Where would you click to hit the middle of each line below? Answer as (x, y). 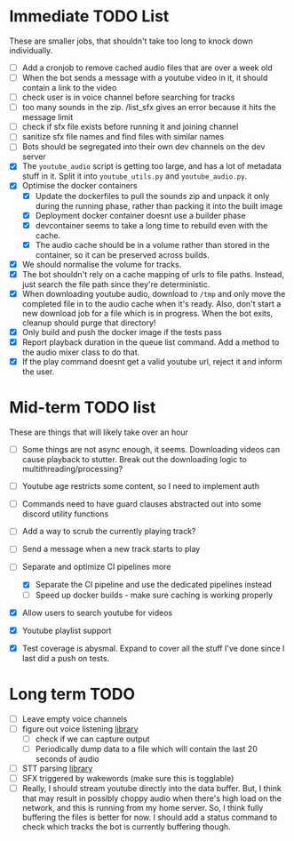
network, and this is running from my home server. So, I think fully (143, 808)
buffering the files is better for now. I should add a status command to (150, 817)
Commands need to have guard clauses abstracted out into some (142, 504)
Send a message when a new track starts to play (111, 549)
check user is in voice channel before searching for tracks (128, 97)
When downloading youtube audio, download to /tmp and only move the (154, 293)
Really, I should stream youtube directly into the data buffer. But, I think (151, 789)
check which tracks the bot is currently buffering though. (126, 827)
